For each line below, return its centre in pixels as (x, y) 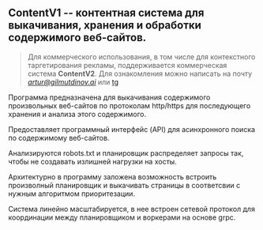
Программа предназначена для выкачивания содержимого (109, 97)
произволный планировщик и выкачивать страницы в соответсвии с (124, 185)
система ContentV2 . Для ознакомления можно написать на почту (140, 74)
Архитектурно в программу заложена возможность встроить (113, 176)
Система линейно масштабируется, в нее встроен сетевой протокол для (131, 209)
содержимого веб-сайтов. (77, 38)
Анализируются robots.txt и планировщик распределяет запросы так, (126, 153)
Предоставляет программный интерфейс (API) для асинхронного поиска (131, 129)
